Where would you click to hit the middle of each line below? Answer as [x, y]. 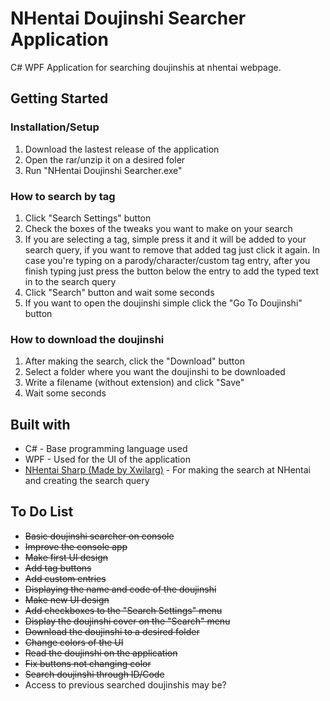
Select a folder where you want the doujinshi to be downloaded [155, 372]
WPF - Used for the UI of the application [107, 459]
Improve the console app [76, 546]
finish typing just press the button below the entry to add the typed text [171, 271]
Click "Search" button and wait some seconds [119, 292]
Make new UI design [67, 599]
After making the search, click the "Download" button [134, 361]
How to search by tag [63, 196]
